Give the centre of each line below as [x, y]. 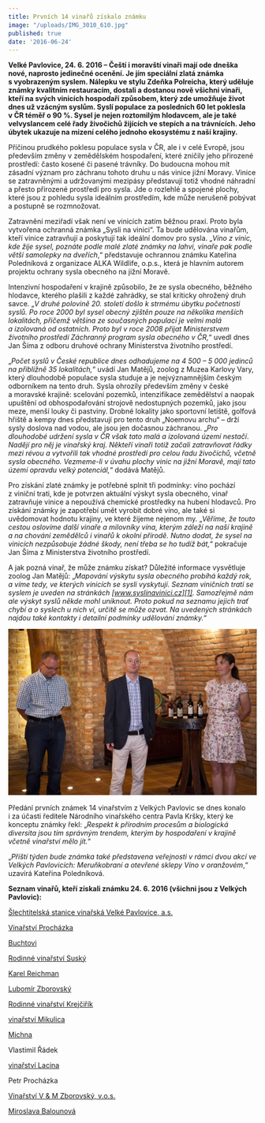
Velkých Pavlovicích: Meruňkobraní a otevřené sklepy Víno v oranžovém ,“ [128, 865]
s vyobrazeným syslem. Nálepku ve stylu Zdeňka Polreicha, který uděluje [131, 82]
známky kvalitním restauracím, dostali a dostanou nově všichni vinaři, [125, 90]
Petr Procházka [33, 1080]
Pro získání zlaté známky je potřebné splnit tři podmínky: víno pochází [122, 485]
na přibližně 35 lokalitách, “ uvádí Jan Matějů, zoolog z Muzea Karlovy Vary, [131, 369]
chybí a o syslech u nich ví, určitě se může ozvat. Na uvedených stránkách [130, 610]
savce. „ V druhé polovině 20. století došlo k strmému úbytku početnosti [124, 304]
